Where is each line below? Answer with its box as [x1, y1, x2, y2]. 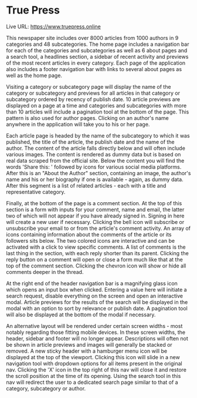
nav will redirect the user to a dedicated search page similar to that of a [6, 379, 178, 386]
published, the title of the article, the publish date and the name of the [6, 138, 175, 145]
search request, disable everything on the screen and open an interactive [6, 292, 184, 299]
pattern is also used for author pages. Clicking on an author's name [6, 114, 169, 121]
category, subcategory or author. [6, 384, 86, 392]
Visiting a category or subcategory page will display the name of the [6, 83, 171, 90]
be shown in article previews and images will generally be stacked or [6, 341, 173, 348]
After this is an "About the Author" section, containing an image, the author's [6, 169, 191, 176]
